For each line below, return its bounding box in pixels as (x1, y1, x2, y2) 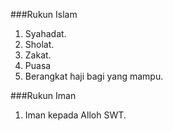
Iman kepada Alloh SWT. (24, 109, 127, 121)
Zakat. (24, 49, 52, 61)
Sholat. (24, 39, 55, 50)
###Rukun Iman (10, 90, 77, 101)
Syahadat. (24, 28, 67, 39)
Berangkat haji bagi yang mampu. (24, 70, 164, 82)
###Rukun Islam (10, 9, 78, 20)
